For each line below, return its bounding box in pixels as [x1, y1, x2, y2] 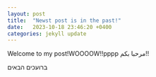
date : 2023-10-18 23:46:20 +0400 [7, 23, 112, 30]
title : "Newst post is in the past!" [7, 17, 121, 24]
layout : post [7, 10, 46, 18]
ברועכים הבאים [7, 63, 48, 71]
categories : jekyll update [7, 30, 87, 37]
